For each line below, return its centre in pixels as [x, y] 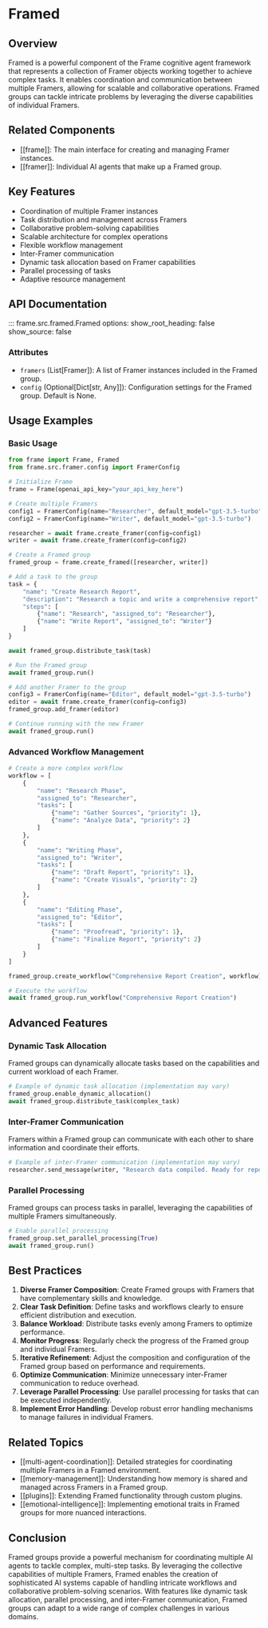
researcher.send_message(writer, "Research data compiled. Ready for [126, 1170]
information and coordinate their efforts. [74, 1147]
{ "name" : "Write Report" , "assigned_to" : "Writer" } [125, 622]
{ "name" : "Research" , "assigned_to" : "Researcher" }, [126, 614]
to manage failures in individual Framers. [87, 1418]
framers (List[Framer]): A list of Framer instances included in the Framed [138, 370]
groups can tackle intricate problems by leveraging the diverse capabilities [131, 96]
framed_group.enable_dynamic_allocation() [80, 1094]
